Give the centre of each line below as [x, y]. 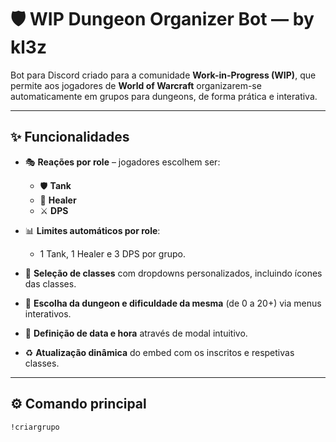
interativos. [48, 313]
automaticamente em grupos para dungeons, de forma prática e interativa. [164, 96]
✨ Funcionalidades [70, 137]
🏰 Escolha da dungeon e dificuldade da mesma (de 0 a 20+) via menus [173, 303]
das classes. [50, 283]
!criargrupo [35, 427]
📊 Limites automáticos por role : [92, 230]
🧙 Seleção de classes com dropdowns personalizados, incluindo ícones [173, 273]
